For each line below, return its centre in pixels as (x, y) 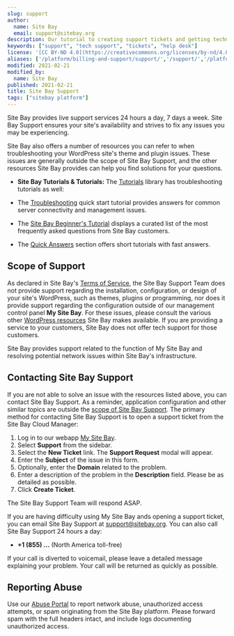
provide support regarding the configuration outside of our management (111, 305)
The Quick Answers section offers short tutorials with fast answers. (114, 244)
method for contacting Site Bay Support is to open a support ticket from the (116, 417)
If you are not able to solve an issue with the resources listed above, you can (117, 394)
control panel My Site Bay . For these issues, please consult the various (109, 312)
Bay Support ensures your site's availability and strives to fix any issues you (116, 125)
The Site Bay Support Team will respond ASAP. (75, 503)
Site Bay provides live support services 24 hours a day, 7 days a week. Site (115, 118)
